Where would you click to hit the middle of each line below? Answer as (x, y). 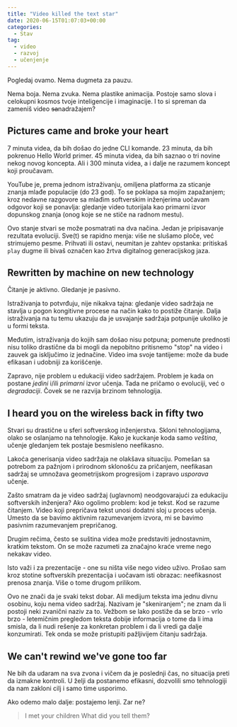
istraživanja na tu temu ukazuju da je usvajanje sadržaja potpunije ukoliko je (117, 318)
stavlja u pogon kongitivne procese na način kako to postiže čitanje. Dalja (114, 311)
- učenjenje (31, 60)
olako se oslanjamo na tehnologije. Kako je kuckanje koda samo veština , (112, 438)
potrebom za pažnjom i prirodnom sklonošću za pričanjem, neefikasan (110, 467)
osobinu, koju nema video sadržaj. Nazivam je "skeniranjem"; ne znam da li (117, 604)
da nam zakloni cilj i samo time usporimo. (68, 688)
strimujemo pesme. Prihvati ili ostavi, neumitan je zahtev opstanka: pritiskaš (117, 243)
